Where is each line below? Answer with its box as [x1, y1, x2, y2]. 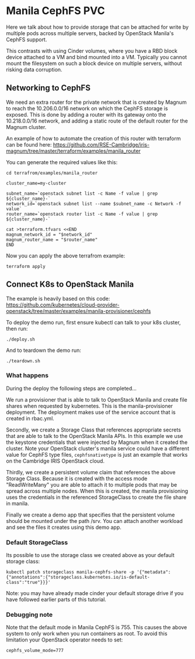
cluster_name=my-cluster [6, 180, 67, 186]
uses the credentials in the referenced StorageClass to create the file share [6, 494, 187, 501]
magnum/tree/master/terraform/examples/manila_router [6, 147, 141, 154]
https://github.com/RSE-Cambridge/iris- [53, 141, 150, 148]
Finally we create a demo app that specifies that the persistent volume [6, 511, 175, 518]
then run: [6, 325, 28, 332]
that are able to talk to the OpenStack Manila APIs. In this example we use [6, 432, 183, 439]
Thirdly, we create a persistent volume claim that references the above [6, 468, 176, 475]
